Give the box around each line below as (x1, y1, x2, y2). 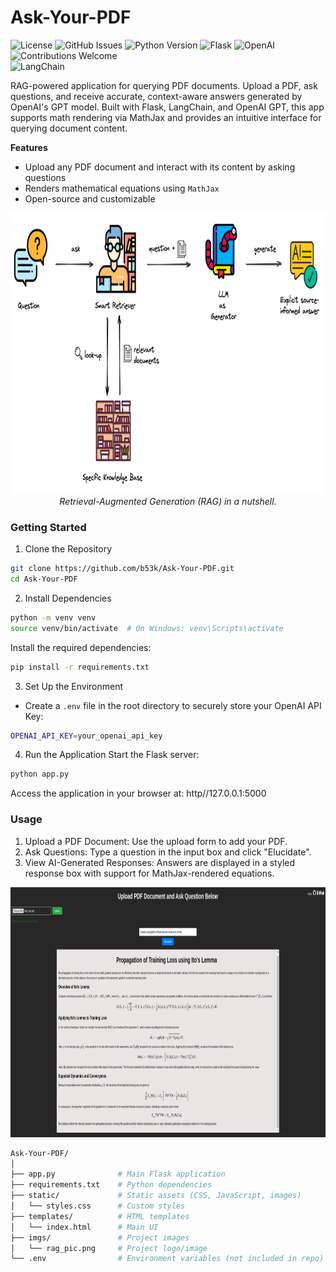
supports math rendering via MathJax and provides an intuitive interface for (10, 111, 322, 123)
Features (10, 141, 48, 153)
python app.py (10, 769, 70, 780)
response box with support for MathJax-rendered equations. (24, 867, 275, 879)
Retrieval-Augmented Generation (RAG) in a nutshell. (59, 495, 277, 507)
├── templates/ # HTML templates (10, 1211, 190, 1221)
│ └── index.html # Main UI (10, 1222, 159, 1232)
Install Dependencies (24, 592, 112, 604)
